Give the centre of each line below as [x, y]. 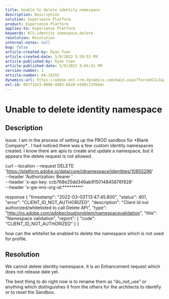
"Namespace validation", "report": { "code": [51, 218]
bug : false [17, 47]
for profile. [16, 239]
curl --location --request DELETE [39, 166]
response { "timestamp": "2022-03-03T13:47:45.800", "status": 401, [76, 197]
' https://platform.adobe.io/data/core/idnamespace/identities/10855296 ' [79, 171]
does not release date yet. [32, 272]
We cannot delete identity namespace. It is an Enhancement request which [83, 266]
